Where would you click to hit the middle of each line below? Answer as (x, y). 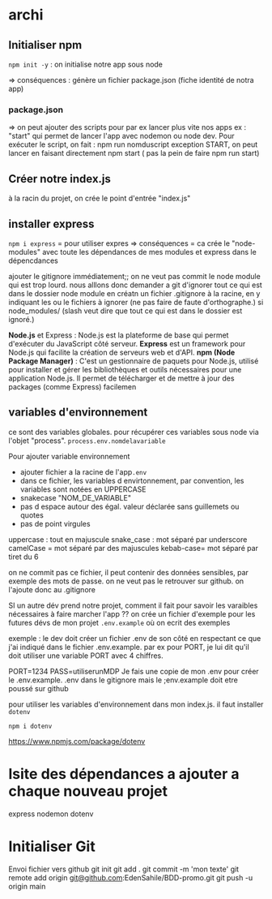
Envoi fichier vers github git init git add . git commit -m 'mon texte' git (124, 869)
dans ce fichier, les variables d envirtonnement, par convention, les (132, 480)
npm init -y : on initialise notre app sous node (86, 64)
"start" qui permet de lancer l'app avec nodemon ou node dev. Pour (121, 136)
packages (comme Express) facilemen (72, 386)
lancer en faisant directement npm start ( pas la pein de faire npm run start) (134, 153)
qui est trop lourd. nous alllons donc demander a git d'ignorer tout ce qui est (136, 285)
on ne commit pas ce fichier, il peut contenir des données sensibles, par (129, 572)
